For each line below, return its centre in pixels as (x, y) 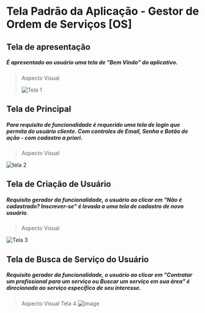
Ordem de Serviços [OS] (69, 24)
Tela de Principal (39, 109)
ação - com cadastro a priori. (45, 138)
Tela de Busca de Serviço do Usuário (77, 259)
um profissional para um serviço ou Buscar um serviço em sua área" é (98, 281)
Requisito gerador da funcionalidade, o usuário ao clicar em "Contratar (99, 275)
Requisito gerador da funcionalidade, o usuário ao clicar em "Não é (94, 200)
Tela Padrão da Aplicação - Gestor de (103, 11)
